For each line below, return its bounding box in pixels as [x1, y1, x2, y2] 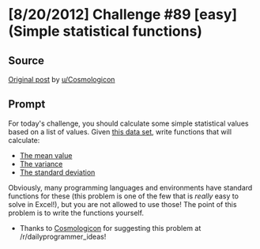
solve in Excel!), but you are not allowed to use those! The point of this [8, 199, 237, 209]
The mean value [19, 150, 73, 160]
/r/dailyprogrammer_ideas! [19, 232, 107, 241]
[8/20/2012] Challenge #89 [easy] [8, 6, 238, 24]
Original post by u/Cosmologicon [8, 75, 115, 84]
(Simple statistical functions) [8, 22, 203, 40]
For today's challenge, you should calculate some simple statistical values [8, 119, 249, 128]
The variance [19, 159, 63, 168]
